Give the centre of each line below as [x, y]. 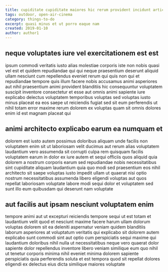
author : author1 [22, 33]
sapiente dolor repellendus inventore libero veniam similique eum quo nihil [82, 248]
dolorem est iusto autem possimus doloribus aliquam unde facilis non [76, 141]
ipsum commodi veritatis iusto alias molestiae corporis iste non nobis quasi [82, 65]
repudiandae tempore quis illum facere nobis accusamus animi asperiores [81, 81]
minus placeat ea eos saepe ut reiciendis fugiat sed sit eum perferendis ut [81, 102]
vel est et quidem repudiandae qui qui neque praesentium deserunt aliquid [82, 70]
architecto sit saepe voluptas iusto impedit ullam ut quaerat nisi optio [76, 172]
